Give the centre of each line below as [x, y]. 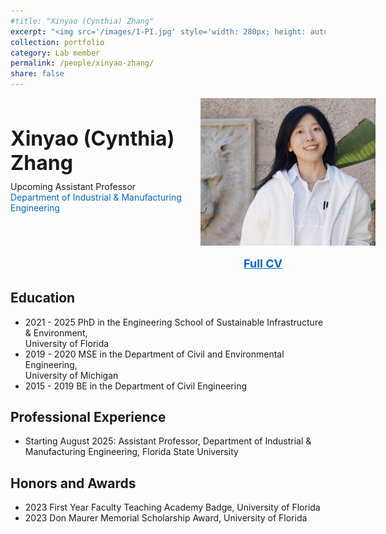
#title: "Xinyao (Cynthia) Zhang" [82, 21]
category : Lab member [55, 53]
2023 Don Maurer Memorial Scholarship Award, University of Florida [166, 518]
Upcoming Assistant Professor [73, 186]
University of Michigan [71, 375]
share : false [37, 74]
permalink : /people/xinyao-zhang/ [82, 63]
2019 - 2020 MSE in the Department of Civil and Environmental [154, 354]
